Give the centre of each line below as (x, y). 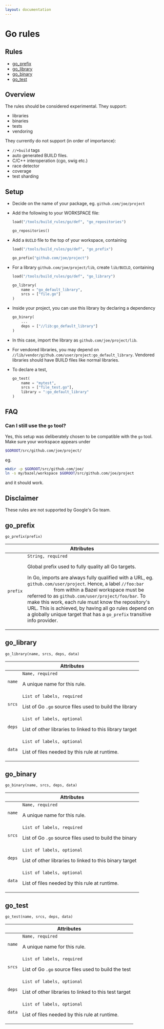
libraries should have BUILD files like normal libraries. (66, 360)
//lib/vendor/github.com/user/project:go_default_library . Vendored (83, 355)
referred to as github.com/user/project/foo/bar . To (87, 596)
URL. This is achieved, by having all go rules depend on (91, 608)
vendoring (22, 131)
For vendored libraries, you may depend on (55, 349)
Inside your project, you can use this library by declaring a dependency (84, 308)
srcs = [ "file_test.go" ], (48, 388)
